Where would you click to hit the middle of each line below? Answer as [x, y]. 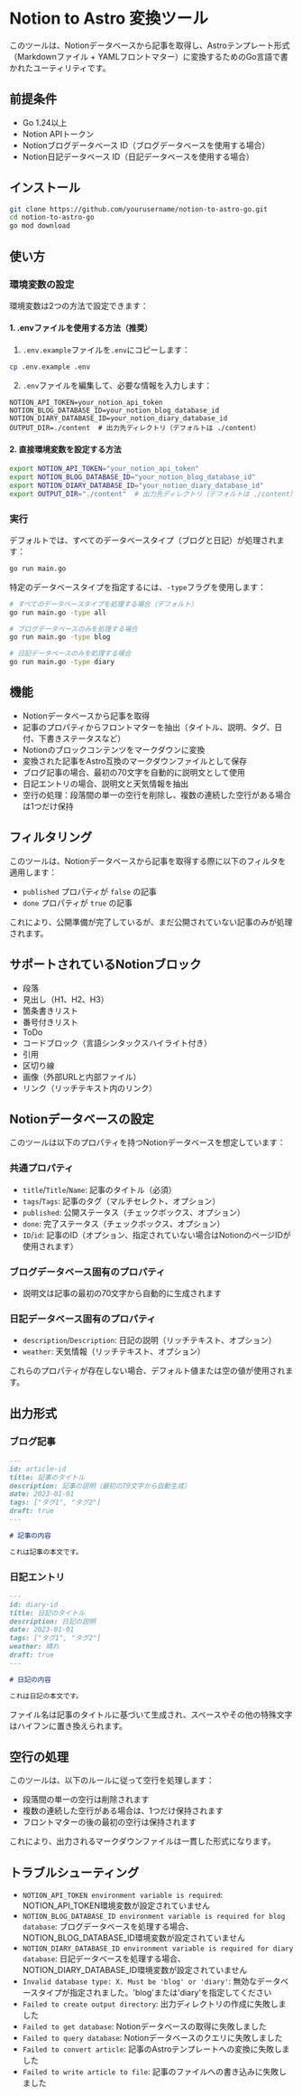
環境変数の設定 [42, 284]
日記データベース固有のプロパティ [82, 1319]
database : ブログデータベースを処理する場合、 [108, 1927]
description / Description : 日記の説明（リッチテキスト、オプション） [149, 1340]
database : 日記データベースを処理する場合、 [104, 1959]
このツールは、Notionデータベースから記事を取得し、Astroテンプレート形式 [150, 45]
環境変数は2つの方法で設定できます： [79, 305]
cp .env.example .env [50, 367]
